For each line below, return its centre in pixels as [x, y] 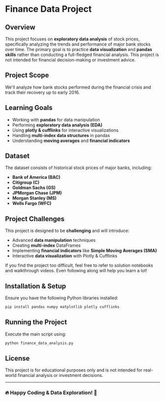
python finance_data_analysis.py [39, 343]
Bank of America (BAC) [36, 177]
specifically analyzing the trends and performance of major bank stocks [78, 44]
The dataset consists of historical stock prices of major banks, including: [79, 168]
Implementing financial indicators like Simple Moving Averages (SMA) [84, 251]
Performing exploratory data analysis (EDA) [57, 125]
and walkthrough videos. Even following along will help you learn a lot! [76, 271]
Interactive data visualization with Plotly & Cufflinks [65, 256]
